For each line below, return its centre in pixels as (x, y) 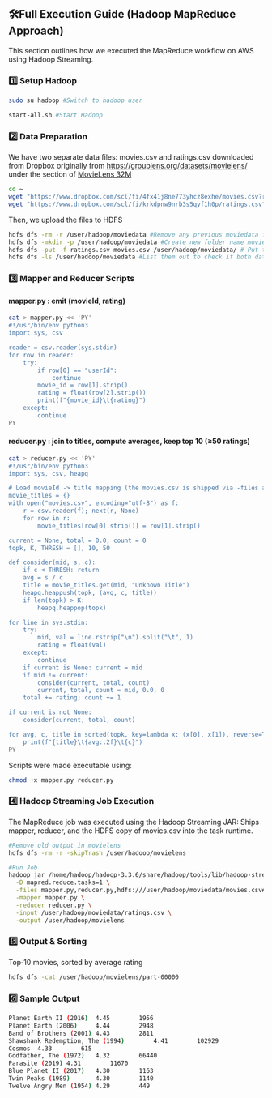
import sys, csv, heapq (49, 473)
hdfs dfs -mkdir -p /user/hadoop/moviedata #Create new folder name (126, 242)
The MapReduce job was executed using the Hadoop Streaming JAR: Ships (134, 822)
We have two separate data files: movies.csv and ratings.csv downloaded (131, 157)
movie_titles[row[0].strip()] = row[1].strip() (119, 526)
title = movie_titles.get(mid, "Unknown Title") (106, 585)
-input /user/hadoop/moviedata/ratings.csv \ (94, 912)
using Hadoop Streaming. (51, 59)
